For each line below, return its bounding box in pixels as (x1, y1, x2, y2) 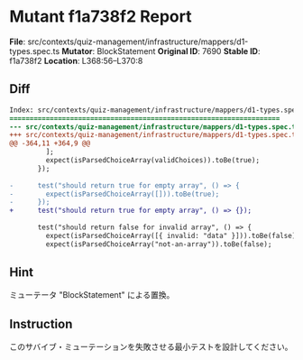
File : (9, 36, 26, 47)
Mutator (61, 45, 93, 56)
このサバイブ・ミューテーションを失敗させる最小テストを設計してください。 (9, 341, 293, 353)
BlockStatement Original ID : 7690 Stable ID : (96, 45, 261, 56)
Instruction (9, 316, 73, 331)
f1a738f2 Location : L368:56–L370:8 (9, 55, 143, 66)
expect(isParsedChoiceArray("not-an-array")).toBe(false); (45, 239, 272, 249)
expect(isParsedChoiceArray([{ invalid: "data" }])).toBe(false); (45, 231, 300, 240)
